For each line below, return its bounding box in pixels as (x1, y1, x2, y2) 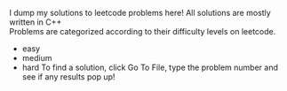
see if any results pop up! (21, 72, 116, 82)
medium (21, 53, 52, 63)
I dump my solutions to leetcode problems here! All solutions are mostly (9, 8, 271, 18)
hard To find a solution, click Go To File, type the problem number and (21, 62, 278, 72)
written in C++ (9, 17, 62, 27)
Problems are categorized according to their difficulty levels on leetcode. (9, 27, 276, 36)
